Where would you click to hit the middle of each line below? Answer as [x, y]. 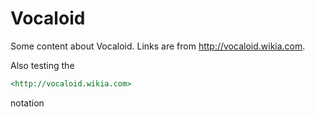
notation [27, 103]
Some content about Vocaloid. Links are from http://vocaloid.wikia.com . [158, 46]
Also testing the [42, 65]
